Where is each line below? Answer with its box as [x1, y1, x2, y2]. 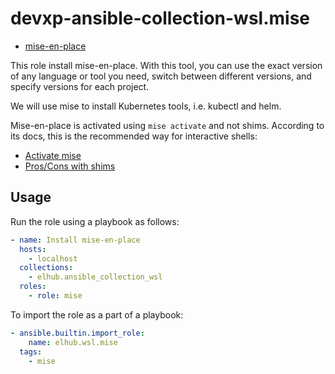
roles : [19, 282, 47, 292]
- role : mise [28, 291, 83, 301]
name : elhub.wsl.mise [28, 337, 118, 347]
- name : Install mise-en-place [10, 235, 141, 245]
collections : [19, 263, 74, 273]
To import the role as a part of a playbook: [10, 308, 184, 321]
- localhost [28, 253, 78, 264]
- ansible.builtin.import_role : [10, 328, 145, 338]
